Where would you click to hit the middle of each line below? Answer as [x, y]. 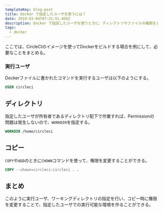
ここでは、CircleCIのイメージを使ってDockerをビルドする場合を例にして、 [79, 46]
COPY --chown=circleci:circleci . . [42, 170]
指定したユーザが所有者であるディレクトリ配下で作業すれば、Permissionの [80, 116]
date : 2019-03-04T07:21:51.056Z [38, 18]
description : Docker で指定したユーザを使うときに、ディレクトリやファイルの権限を [81, 23]
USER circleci [19, 87]
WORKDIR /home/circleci [29, 131]
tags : [10, 28]
